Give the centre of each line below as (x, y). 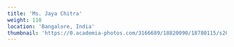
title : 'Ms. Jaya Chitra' (45, 13)
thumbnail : (23, 33)
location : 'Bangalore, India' (51, 26)
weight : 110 (24, 20)
